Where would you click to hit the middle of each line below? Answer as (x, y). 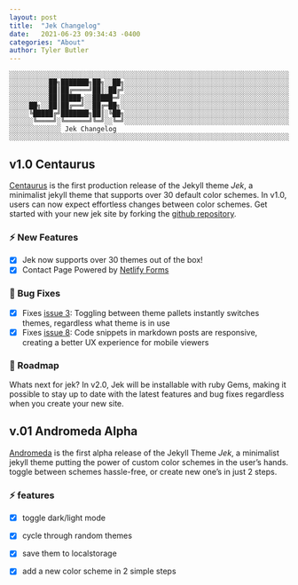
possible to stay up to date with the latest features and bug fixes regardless (147, 394)
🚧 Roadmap (34, 365)
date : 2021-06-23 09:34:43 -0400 (75, 34)
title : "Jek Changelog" (55, 26)
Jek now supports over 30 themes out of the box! (113, 260)
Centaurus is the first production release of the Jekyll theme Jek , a (131, 185)
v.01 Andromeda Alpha (74, 431)
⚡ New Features (44, 237)
